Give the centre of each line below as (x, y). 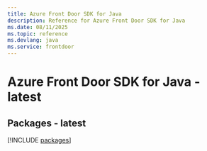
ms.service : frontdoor (41, 47)
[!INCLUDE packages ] (39, 140)
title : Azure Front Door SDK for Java (65, 14)
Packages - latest (47, 123)
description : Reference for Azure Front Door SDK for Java (96, 21)
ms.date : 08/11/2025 (38, 27)
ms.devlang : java (33, 40)
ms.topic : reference (38, 34)
